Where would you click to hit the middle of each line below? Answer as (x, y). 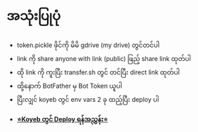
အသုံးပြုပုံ (34, 16)
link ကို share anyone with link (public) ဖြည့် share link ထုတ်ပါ (104, 58)
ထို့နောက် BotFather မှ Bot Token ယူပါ (69, 86)
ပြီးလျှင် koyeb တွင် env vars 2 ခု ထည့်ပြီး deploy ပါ (88, 99)
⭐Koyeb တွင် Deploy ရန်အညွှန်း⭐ (62, 119)
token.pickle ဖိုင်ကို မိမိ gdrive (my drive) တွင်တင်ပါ (88, 45)
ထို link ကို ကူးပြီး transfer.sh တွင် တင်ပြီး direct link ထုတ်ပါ (98, 72)
